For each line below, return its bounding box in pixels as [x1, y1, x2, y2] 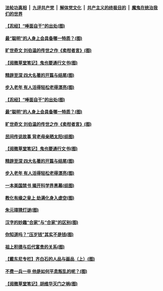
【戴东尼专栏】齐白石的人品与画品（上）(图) [5, 256, 95, 262]
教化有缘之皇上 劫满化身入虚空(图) [5, 195, 75, 201]
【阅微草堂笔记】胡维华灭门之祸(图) [5, 281, 78, 287]
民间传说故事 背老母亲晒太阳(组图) [5, 133, 75, 139]
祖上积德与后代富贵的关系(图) [5, 243, 65, 250]
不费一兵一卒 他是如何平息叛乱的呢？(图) [5, 268, 87, 275]
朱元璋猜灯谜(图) [5, 207, 39, 213]
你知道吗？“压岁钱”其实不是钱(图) [5, 232, 74, 237]
